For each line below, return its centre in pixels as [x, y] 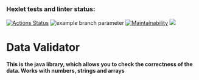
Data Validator [43, 48]
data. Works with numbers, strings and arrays [65, 71]
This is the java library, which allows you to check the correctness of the [100, 64]
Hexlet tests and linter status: [51, 9]
